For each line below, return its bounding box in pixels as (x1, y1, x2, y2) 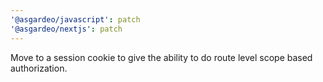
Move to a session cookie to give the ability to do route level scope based (10, 51, 313, 63)
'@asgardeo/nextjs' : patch (10, 24, 123, 34)
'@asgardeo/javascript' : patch (10, 14, 141, 25)
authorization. (10, 62, 68, 74)
